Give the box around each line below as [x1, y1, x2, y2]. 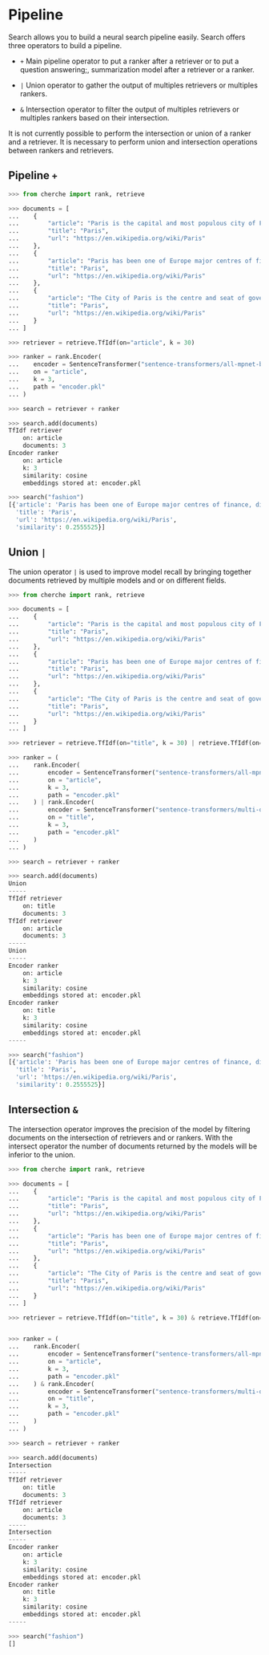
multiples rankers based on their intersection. [19, 112, 170, 122]
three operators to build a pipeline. [8, 40, 122, 50]
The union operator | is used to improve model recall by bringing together [8, 567, 252, 576]
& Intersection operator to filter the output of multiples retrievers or [19, 104, 240, 114]
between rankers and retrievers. [8, 145, 114, 155]
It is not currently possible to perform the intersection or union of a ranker [8, 128, 251, 138]
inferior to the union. [8, 1149, 76, 1159]
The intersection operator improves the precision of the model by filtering [8, 1124, 251, 1133]
